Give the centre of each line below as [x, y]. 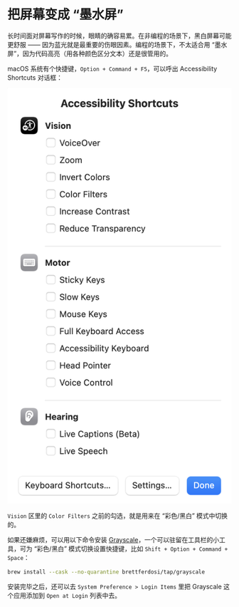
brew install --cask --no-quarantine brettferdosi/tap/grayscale [106, 572]
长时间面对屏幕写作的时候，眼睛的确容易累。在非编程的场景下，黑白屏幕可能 [119, 36]
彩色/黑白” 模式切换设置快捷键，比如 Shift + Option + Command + [132, 549]
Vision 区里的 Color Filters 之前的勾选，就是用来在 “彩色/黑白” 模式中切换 [118, 516]
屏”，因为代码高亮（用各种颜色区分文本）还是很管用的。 [90, 53]
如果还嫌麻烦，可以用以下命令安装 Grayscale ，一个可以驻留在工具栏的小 [113, 540]
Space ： [18, 558]
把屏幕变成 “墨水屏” [65, 15]
